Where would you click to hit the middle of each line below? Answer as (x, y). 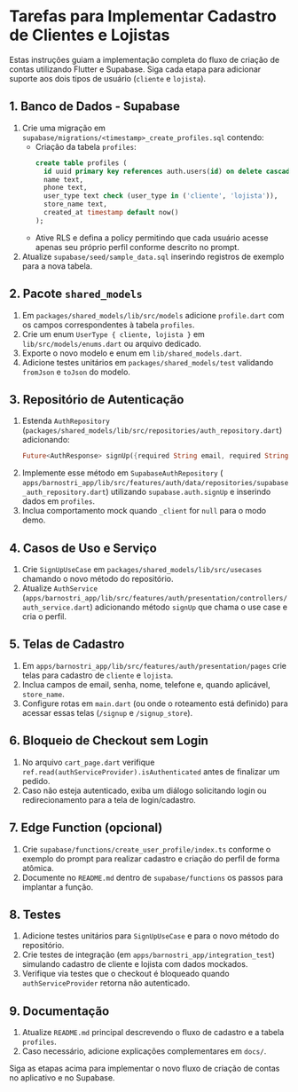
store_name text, (75, 204)
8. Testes (35, 914)
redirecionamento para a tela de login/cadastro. (109, 799)
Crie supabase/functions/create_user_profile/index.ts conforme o (146, 849)
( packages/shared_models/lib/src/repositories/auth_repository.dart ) (152, 430)
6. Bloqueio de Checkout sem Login (109, 741)
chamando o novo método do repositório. (98, 579)
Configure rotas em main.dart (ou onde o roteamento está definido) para (155, 703)
